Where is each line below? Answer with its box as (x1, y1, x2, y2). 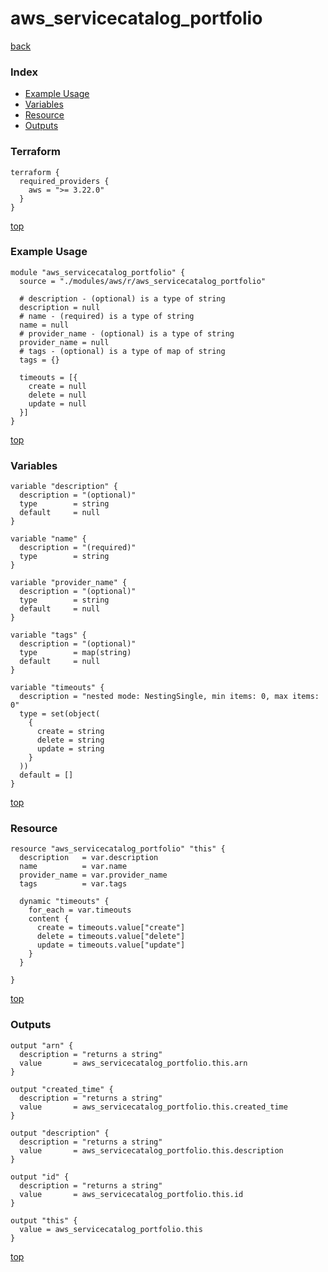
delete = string (36, 735, 105, 746)
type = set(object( (19, 709, 101, 719)
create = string (36, 727, 105, 737)
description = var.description (19, 853, 159, 863)
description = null (19, 302, 101, 312)
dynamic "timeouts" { (19, 897, 110, 907)
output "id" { (10, 1172, 70, 1182)
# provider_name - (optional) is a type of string (19, 328, 235, 339)
